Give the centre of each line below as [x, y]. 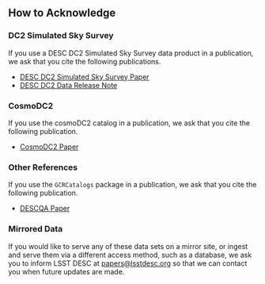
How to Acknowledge [62, 13]
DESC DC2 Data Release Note [68, 85]
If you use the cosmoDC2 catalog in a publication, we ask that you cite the [129, 123]
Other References [43, 167]
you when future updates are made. [66, 271]
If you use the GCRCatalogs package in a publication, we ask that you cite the [132, 185]
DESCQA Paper [45, 209]
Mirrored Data [36, 229]
